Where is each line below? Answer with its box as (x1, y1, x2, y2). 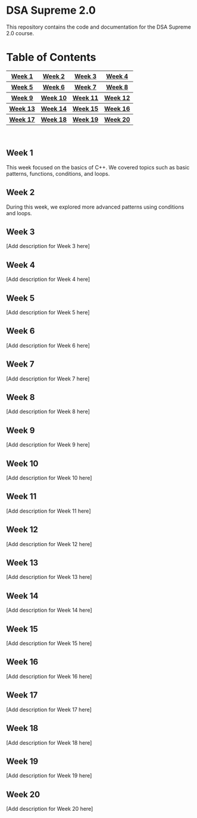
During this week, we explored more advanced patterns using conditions (6, 203, 185, 210)
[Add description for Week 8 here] (6, 408, 90, 415)
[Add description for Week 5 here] (6, 308, 90, 316)
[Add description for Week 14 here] (6, 606, 92, 614)
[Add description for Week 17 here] (6, 706, 92, 713)
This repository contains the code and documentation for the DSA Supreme (6, 23, 192, 30)
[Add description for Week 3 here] (6, 243, 90, 250)
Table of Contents (6, 51, 96, 64)
